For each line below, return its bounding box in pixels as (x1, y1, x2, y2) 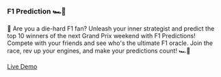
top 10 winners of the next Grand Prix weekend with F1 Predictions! (7, 32, 196, 40)
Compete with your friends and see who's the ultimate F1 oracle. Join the (7, 39, 213, 47)
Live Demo (7, 63, 38, 71)
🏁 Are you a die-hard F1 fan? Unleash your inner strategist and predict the (7, 25, 215, 33)
